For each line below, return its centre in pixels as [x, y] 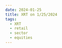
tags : [11, 19]
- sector [19, 33]
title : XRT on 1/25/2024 [31, 14]
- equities [21, 38]
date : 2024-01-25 [23, 10]
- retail [19, 28]
